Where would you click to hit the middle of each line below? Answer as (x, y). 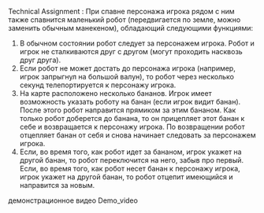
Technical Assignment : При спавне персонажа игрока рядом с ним (121, 11)
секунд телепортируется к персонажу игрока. (98, 85)
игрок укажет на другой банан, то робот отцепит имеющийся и (126, 177)
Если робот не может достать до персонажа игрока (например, (128, 68)
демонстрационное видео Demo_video (73, 200)
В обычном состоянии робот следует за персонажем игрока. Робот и (137, 43)
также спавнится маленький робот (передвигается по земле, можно (125, 20)
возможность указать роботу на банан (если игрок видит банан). (130, 102)
